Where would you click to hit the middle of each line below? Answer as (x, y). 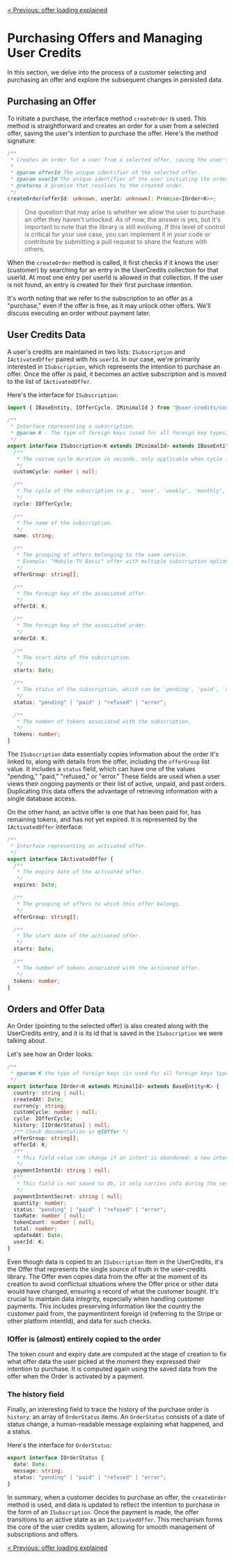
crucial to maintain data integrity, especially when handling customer (106, 1298)
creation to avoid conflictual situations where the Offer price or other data (113, 1284)
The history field (36, 1394)
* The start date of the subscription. (74, 658)
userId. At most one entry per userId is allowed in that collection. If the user (115, 277)
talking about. (27, 1041)
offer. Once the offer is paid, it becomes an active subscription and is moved (117, 374)
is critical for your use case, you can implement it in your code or (117, 234)
